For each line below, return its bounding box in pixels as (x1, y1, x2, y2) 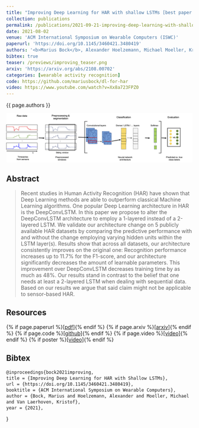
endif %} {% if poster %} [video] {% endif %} (6, 336, 114, 343)
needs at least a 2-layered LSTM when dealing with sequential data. (20, 277, 187, 285)
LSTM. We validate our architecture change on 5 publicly (40, 221, 179, 228)
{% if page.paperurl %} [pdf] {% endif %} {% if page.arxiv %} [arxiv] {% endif (6, 323, 191, 330)
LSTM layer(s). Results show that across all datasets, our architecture (20, 240, 191, 247)
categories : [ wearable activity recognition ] (6, 72, 120, 78)
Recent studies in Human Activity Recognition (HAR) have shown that (20, 190, 190, 197)
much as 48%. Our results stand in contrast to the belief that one (20, 272, 179, 279)
